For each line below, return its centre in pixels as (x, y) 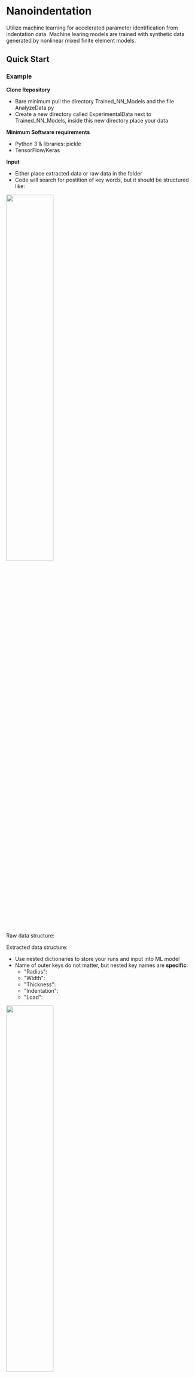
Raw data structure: (31, 935)
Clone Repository (28, 90)
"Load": (33, 997)
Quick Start (28, 59)
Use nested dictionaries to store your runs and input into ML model (97, 959)
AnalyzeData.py (34, 108)
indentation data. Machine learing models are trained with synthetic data (95, 34)
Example (19, 76)
